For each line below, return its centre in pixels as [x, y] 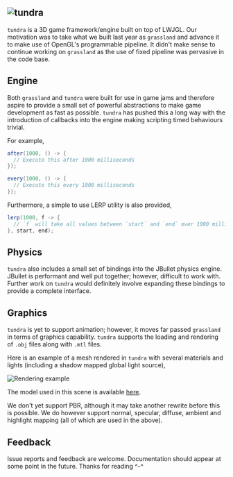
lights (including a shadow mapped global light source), [86, 365]
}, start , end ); [31, 231]
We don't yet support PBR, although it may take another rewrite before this [114, 405]
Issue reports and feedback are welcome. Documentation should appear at [114, 458]
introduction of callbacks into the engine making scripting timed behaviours [115, 119]
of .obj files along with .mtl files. [54, 344]
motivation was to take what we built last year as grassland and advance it [113, 37]
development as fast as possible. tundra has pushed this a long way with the [116, 112]
